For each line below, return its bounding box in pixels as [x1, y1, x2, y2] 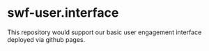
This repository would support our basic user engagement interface [7, 28, 202, 36]
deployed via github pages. [7, 35, 86, 43]
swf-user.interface [7, 5, 119, 21]
